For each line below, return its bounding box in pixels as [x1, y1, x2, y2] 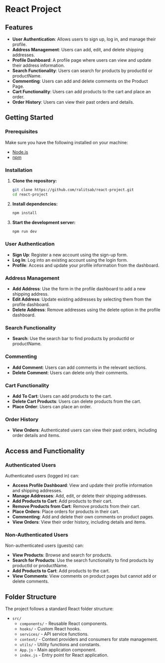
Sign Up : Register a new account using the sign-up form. [12, 252, 128, 258]
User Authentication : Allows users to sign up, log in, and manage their [12, 36, 156, 42]
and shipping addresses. [12, 487, 63, 493]
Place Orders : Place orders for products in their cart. [12, 508, 120, 514]
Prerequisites [5, 128, 38, 135]
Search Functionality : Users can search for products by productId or [12, 68, 153, 74]
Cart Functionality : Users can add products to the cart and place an [12, 89, 151, 94]
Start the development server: [12, 219, 76, 225]
